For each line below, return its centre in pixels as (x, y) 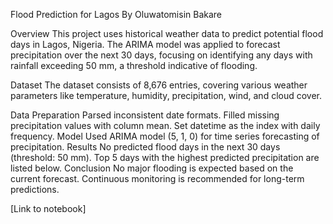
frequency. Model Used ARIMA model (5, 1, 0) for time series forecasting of (165, 136)
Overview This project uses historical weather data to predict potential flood (167, 33)
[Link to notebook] (48, 208)
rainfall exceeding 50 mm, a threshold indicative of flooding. (134, 65)
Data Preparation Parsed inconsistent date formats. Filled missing (145, 115)
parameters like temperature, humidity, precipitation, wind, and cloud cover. (166, 95)
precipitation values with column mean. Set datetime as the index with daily (165, 125)
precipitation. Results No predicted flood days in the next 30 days (145, 147)
